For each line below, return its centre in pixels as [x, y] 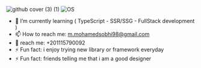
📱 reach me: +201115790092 [50, 43]
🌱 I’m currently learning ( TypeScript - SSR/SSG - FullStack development [105, 21]
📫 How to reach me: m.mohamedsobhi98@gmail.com [82, 34]
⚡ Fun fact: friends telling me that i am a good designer [83, 58]
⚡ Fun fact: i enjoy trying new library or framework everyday [89, 49]
